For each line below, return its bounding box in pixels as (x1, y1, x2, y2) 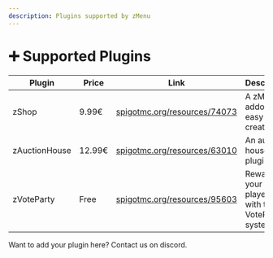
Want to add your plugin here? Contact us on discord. (8, 239, 188, 249)
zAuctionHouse (12, 144, 71, 155)
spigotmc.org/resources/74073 (115, 106, 237, 117)
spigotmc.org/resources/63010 (115, 144, 237, 155)
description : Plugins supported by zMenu (8, 11, 151, 20)
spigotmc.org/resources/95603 (115, 193, 237, 204)
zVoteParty (12, 193, 55, 204)
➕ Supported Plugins (8, 46, 152, 65)
